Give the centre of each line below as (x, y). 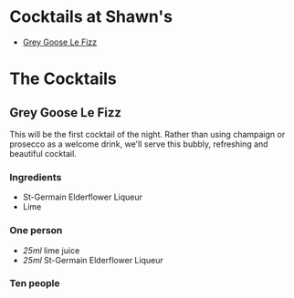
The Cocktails (63, 79)
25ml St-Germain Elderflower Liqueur (93, 260)
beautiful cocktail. (43, 153)
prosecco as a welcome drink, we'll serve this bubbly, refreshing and (139, 144)
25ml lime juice (51, 250)
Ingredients (36, 177)
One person (36, 231)
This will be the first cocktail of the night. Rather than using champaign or (147, 134)
